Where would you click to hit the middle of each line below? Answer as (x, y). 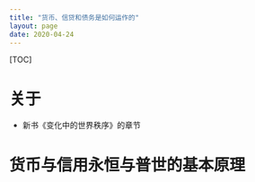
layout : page (34, 26)
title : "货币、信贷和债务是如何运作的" (74, 17)
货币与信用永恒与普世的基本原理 (127, 165)
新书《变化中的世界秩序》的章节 (81, 126)
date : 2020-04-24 (42, 34)
